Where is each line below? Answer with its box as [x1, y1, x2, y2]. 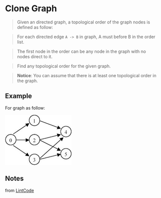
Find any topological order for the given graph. [17, 63, 111, 69]
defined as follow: [17, 24, 53, 30]
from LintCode [5, 187, 34, 193]
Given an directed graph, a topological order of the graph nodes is [17, 19, 150, 25]
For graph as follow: [5, 105, 45, 110]
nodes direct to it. [17, 53, 53, 59]
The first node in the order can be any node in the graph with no [17, 48, 146, 54]
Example [5, 92, 32, 100]
